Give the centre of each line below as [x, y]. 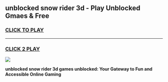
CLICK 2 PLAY [22, 49]
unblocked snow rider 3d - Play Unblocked [73, 8]
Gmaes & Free [27, 16]
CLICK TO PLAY [24, 30]
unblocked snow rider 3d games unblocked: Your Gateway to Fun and [79, 69]
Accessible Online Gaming [33, 74]
